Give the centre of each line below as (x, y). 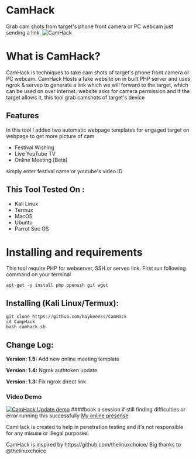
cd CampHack (20, 322)
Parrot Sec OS (32, 228)
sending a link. (24, 32)
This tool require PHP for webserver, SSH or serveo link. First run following (96, 268)
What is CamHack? (53, 56)
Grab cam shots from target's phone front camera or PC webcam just (90, 26)
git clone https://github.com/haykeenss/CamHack (66, 317)
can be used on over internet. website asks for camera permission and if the (98, 91)
